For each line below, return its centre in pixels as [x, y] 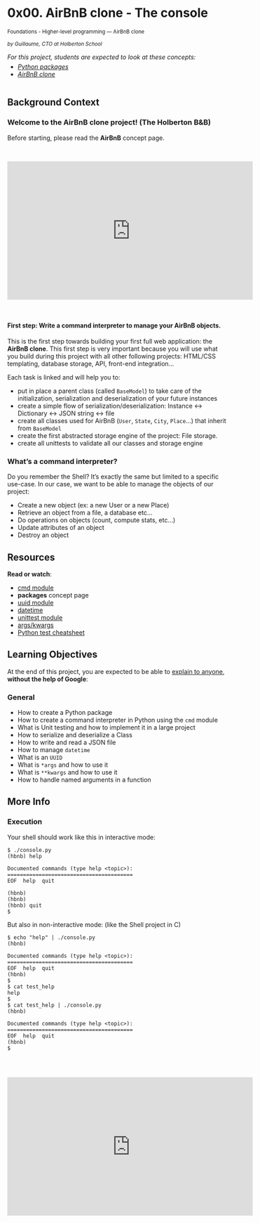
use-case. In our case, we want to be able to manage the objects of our [110, 484]
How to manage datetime [54, 750]
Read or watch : [30, 574]
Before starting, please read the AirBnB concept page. [86, 138]
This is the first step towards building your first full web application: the [110, 341]
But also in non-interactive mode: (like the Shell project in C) [94, 924]
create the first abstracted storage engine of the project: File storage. [117, 435]
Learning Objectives [53, 655]
